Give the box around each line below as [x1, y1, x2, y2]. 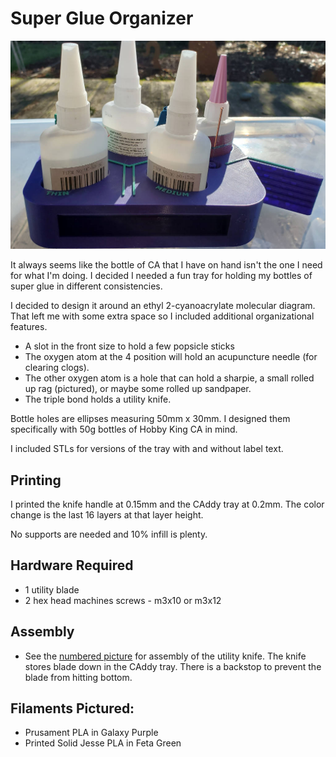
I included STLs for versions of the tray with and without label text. [10, 443, 284, 455]
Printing [10, 472, 62, 489]
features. [10, 321, 48, 333]
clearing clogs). [24, 362, 90, 374]
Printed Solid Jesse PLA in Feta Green [24, 737, 182, 749]
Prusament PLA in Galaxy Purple [24, 727, 159, 739]
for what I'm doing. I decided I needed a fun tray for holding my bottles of [10, 270, 313, 282]
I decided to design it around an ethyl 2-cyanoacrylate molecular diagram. [10, 300, 316, 312]
